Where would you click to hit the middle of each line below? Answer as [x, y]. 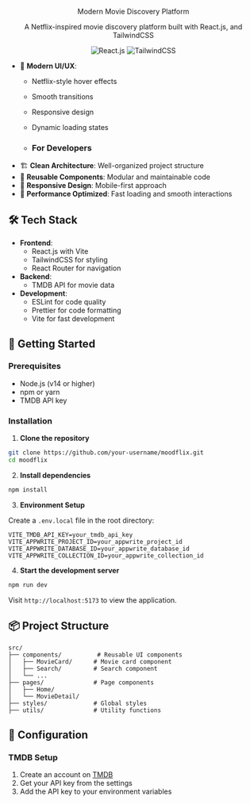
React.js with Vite [60, 251]
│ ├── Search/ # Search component [83, 669]
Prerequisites [35, 366]
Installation [31, 421]
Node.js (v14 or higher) [57, 383]
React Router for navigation [76, 268]
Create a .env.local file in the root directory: [81, 520]
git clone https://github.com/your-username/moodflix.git [106, 453]
